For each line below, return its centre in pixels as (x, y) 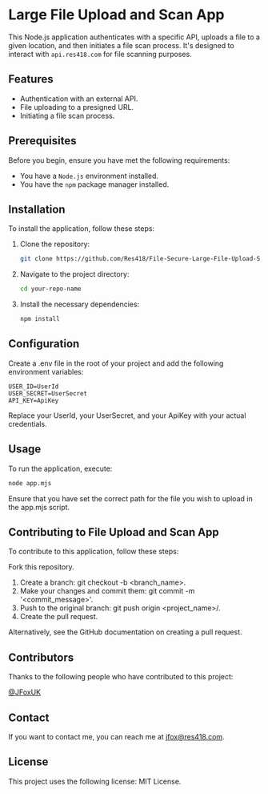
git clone (36, 259)
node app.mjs (30, 483)
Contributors (41, 657)
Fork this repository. (41, 567)
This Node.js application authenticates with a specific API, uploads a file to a (134, 37)
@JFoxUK (25, 692)
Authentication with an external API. (79, 99)
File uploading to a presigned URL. (77, 107)
